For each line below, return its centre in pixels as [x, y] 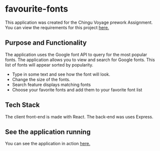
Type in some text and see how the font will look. [61, 74]
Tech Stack [22, 105]
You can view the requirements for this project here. [57, 27]
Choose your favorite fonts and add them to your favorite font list [77, 90]
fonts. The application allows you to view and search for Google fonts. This [80, 60]
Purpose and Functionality [46, 43]
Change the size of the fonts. [41, 79]
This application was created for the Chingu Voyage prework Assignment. [79, 22]
